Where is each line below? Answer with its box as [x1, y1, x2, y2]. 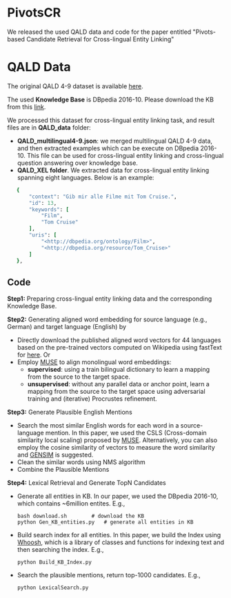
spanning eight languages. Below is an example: [17, 173, 154, 181]
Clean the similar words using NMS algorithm [17, 458, 146, 466]
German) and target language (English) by [7, 323, 126, 331]
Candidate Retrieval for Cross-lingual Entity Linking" [26, 34, 174, 43]
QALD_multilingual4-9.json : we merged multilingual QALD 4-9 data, [17, 137, 212, 145]
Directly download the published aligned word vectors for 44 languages [17, 336, 221, 344]
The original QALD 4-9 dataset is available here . [7, 81, 143, 90]
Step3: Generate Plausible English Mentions [7, 408, 132, 417]
